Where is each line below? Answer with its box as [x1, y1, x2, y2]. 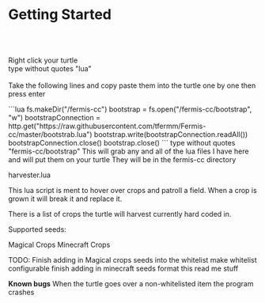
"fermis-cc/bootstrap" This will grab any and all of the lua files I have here [8, 146, 249, 156]
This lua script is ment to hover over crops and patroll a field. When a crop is [8, 185, 257, 195]
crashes [8, 287, 35, 297]
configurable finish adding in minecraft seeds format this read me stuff [8, 263, 239, 273]
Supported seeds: [8, 224, 67, 234]
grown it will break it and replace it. [8, 194, 123, 203]
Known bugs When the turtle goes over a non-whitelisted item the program [8, 278, 254, 288]
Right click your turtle [8, 55, 78, 65]
